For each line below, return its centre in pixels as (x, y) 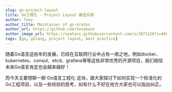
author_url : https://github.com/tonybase (50, 29)
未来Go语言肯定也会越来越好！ (38, 67)
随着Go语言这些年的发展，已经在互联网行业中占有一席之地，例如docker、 (83, 54)
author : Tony (19, 20)
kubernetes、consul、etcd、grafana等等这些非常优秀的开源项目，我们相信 (84, 60)
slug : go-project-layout (32, 10)
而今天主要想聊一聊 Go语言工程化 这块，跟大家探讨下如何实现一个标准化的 (84, 78)
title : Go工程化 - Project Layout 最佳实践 (50, 15)
